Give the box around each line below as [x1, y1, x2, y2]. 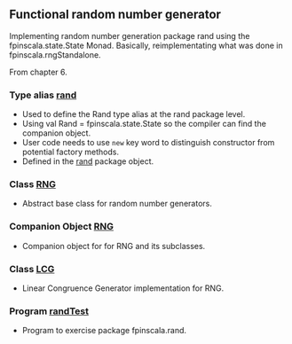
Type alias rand [9, 89, 77, 101]
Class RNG [9, 178, 56, 191]
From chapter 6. [9, 66, 68, 77]
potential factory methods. [21, 146, 120, 158]
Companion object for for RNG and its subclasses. [21, 240, 206, 251]
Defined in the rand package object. [21, 156, 154, 167]
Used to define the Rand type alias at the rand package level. [21, 109, 246, 120]
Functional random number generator [9, 7, 222, 22]
